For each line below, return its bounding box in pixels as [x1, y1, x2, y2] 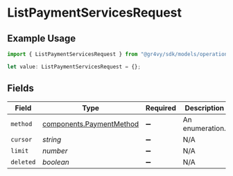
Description [184, 103, 225, 112]
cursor [10, 135, 33, 143]
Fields [7, 82, 35, 94]
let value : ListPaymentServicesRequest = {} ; [7, 63, 141, 70]
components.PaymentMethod [42, 119, 139, 129]
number [42, 146, 68, 155]
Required [145, 103, 177, 112]
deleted [10, 158, 36, 166]
